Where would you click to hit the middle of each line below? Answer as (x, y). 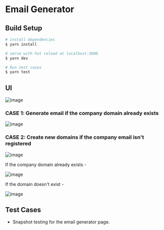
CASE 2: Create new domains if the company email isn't (75, 137)
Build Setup (24, 28)
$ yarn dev (17, 58)
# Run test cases (23, 67)
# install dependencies (30, 40)
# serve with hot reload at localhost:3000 (52, 53)
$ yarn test (18, 72)
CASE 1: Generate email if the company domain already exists (82, 113)
